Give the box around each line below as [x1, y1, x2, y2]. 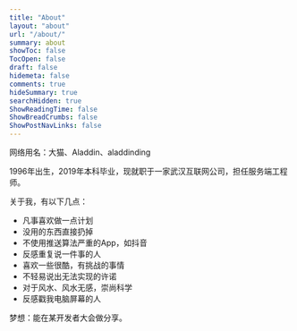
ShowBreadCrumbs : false [9, 113, 98, 122]
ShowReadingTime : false [9, 105, 98, 114]
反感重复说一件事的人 [21, 249, 101, 259]
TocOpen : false [9, 55, 66, 64]
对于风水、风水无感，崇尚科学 [21, 283, 132, 293]
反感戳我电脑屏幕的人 [21, 293, 101, 304]
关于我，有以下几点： [9, 196, 88, 207]
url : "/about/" [9, 30, 66, 38]
